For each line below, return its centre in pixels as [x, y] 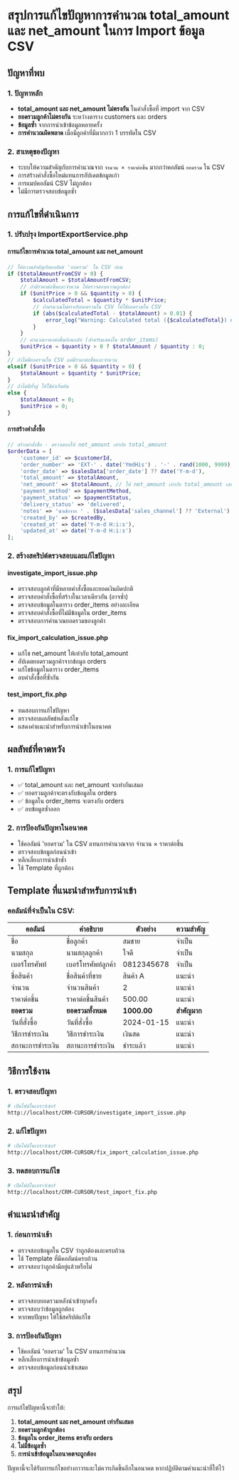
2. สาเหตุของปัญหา [33, 151]
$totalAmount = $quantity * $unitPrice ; [81, 373]
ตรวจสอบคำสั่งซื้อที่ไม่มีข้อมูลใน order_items [72, 613]
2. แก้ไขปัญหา [27, 1131]
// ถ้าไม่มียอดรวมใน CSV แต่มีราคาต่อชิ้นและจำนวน [62, 360]
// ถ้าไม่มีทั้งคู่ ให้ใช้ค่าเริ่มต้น [38, 386]
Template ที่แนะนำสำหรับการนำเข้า [72, 891]
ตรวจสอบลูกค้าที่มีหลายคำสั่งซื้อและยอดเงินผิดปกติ [75, 589]
